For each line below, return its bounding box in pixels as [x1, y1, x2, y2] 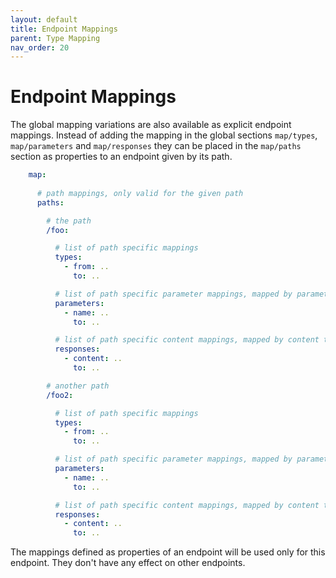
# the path [46, 216, 92, 226]
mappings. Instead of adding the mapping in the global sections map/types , [10, 129, 318, 141]
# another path [46, 381, 110, 391]
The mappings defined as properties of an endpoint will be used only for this [10, 546, 326, 558]
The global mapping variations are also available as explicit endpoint [10, 119, 292, 131]
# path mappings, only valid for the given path [36, 188, 244, 198]
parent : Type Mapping [10, 33, 101, 43]
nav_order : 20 [10, 42, 70, 53]
